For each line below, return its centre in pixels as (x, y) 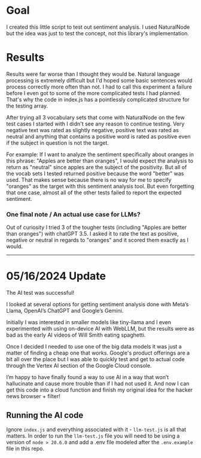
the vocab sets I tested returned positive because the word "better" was (95, 173)
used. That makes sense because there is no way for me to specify (89, 179)
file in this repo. (25, 448)
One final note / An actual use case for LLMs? (73, 214)
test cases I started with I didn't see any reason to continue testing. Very (95, 124)
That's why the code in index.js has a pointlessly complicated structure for (98, 99)
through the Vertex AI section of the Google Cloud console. (79, 366)
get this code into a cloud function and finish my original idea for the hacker (100, 390)
